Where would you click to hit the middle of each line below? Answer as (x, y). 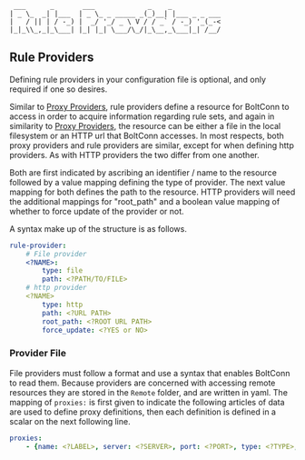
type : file (63, 271)
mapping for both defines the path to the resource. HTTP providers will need (152, 192)
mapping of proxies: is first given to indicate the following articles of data (147, 402)
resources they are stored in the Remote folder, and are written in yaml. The (149, 392)
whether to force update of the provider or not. (97, 211)
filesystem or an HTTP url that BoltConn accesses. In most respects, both (147, 135)
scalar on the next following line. (70, 421)
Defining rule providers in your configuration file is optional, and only (138, 79)
